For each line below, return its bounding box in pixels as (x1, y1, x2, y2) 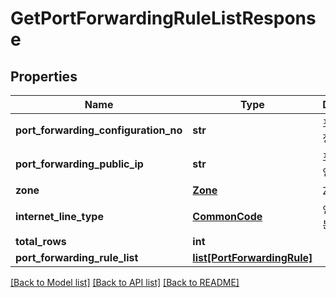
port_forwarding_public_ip (15, 157, 144, 171)
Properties (10, 68, 78, 85)
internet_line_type (15, 210, 104, 223)
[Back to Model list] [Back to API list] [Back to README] (10, 277, 240, 288)
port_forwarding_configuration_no (15, 123, 183, 137)
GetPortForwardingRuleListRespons (10, 7, 317, 30)
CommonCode (192, 210, 263, 223)
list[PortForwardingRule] (192, 251, 313, 264)
